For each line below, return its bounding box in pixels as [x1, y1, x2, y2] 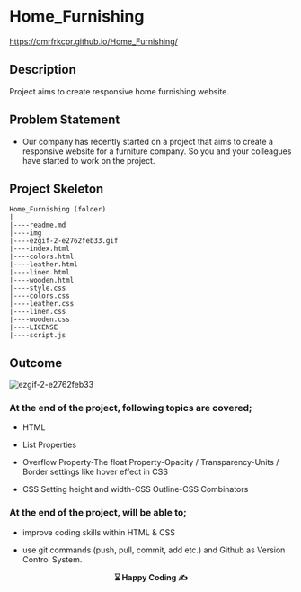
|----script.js [9, 331, 66, 340]
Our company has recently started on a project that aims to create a [22, 136, 274, 147]
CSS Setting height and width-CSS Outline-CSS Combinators [22, 484, 249, 495]
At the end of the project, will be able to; [9, 507, 187, 519]
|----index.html [9, 245, 70, 254]
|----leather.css [9, 300, 75, 309]
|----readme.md [9, 220, 66, 230]
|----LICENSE [9, 323, 58, 332]
